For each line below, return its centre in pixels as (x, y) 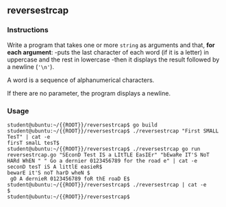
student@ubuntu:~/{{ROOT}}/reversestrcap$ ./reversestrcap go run (104, 149)
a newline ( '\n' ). (31, 66)
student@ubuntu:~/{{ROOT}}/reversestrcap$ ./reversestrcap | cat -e (107, 184)
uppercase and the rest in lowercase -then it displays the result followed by (113, 59)
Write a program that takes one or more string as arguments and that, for (111, 45)
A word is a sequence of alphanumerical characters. (81, 80)
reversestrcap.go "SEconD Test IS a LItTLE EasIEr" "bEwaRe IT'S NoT (109, 155)
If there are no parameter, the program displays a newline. (89, 93)
